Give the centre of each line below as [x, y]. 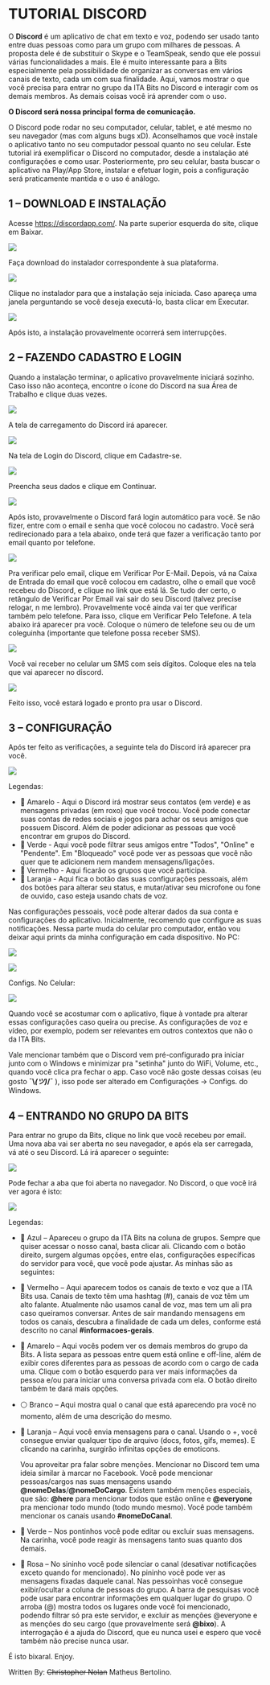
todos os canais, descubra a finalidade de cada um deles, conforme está [140, 1322]
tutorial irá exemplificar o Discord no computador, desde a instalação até [129, 153]
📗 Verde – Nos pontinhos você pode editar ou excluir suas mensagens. [137, 1531]
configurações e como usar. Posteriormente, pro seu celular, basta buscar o [134, 161]
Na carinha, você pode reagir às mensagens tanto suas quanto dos [131, 1540]
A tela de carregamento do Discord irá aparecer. [88, 425]
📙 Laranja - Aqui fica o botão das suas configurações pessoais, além [134, 879]
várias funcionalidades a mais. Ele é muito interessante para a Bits [118, 62]
